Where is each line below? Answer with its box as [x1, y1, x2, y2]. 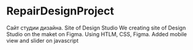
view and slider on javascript [6, 37, 78, 44]
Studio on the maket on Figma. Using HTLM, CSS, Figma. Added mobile [6, 30, 187, 37]
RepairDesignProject [6, 4, 115, 18]
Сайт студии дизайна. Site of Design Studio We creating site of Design [6, 24, 186, 31]
